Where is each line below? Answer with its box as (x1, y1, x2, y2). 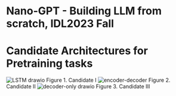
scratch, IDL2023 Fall (6, 17, 115, 30)
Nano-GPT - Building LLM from (6, 4, 162, 18)
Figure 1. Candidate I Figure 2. (46, 76, 171, 84)
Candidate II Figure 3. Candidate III (6, 83, 150, 90)
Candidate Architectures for (6, 44, 148, 58)
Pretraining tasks (6, 57, 93, 70)
